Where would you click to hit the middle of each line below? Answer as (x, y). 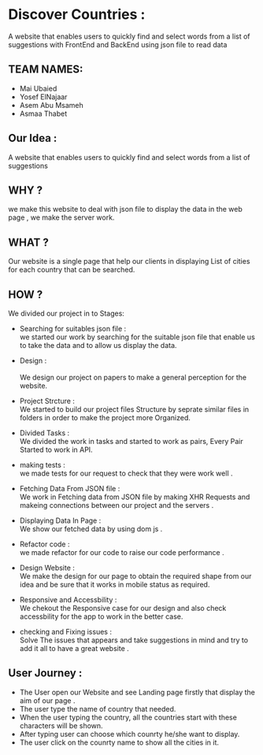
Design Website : (47, 568)
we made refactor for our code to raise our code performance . (122, 552)
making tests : (42, 465)
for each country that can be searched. (72, 270)
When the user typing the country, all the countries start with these (128, 717)
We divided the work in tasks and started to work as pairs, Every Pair (131, 441)
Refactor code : (44, 544)
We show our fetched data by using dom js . (91, 529)
